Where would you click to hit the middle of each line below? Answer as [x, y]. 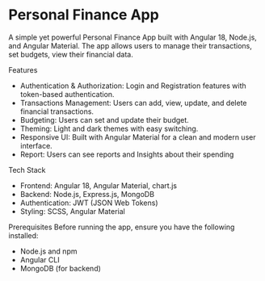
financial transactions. [57, 111]
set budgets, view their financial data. [71, 54]
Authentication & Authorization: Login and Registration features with [133, 86]
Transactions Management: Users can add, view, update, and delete [134, 103]
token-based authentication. [67, 94]
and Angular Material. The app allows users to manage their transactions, [130, 45]
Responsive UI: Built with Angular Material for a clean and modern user [138, 137]
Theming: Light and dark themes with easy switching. [109, 128]
